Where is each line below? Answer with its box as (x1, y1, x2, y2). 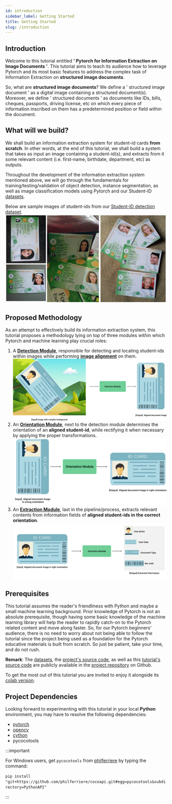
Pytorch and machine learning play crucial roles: (5, 338, 107, 344)
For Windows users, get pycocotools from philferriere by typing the (5, 757, 147, 764)
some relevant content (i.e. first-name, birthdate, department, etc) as (5, 156, 150, 162)
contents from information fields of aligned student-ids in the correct (12, 512, 161, 518)
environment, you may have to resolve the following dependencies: (5, 711, 147, 718)
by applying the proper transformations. (12, 432, 97, 438)
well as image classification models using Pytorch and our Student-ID (5, 188, 152, 194)
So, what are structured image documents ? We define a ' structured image (5, 84, 165, 90)
